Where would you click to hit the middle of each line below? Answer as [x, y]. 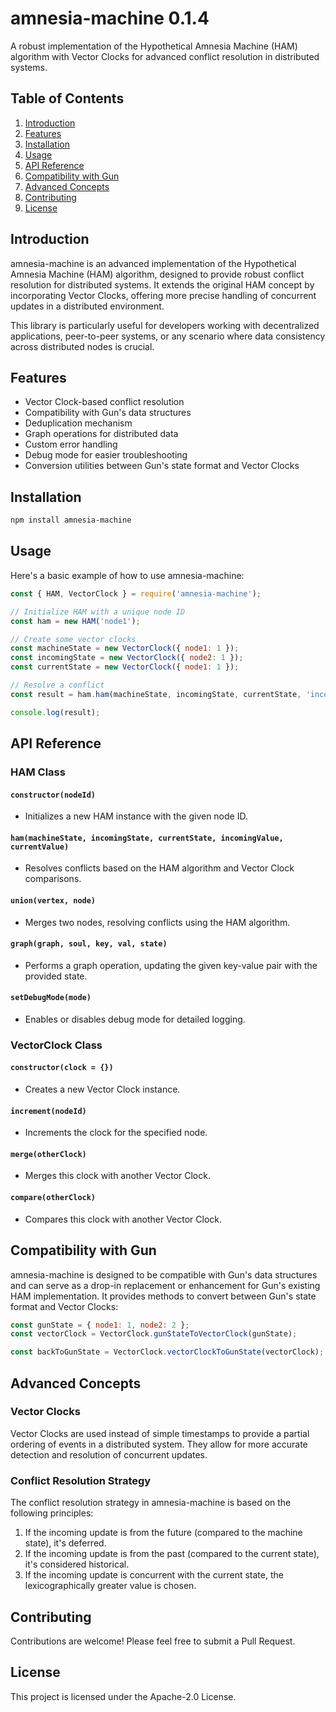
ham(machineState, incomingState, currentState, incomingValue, [147, 838]
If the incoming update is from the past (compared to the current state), [172, 1554]
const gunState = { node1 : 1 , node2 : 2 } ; [100, 1325]
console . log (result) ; [55, 712]
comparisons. [53, 879]
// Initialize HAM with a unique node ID [98, 612]
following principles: [52, 1513]
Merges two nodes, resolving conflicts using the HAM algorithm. [157, 922]
